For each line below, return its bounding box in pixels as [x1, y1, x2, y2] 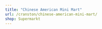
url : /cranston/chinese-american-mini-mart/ [5, 12, 98, 17]
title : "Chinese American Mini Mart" [5, 7, 82, 12]
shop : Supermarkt [5, 16, 41, 21]
